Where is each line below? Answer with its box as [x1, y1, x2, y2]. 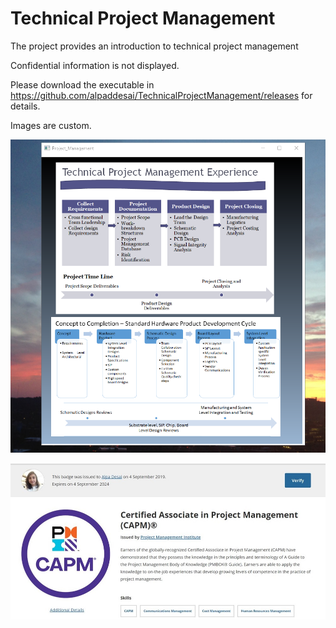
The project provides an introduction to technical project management [10, 40, 299, 52]
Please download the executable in [10, 78, 155, 91]
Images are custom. [10, 119, 92, 131]
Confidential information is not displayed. [10, 59, 180, 71]
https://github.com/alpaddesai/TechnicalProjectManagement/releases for [10, 89, 313, 101]
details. [10, 100, 41, 112]
